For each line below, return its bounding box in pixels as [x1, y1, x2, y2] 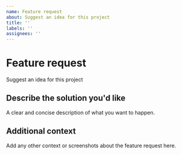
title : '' [6, 20, 31, 26]
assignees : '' [6, 31, 41, 37]
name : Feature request [6, 8, 62, 15]
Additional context [6, 126, 76, 137]
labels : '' [6, 25, 33, 31]
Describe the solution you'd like [6, 93, 126, 103]
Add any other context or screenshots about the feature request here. [6, 142, 177, 149]
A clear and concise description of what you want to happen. [6, 109, 155, 116]
